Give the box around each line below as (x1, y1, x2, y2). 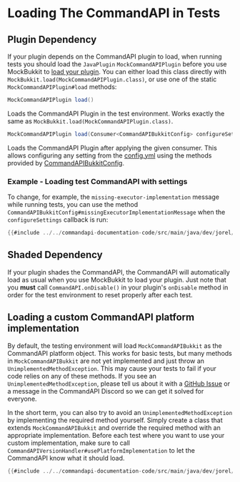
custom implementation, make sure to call (7, 439, 131, 447)
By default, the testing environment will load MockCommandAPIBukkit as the (7, 341, 223, 350)
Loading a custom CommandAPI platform (7, 312, 195, 324)
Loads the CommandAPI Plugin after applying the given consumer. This (7, 143, 218, 152)
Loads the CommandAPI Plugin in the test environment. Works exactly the (7, 109, 225, 118)
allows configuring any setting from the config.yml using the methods (7, 151, 212, 160)
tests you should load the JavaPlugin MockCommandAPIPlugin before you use (7, 60, 227, 68)
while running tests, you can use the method (7, 200, 139, 209)
